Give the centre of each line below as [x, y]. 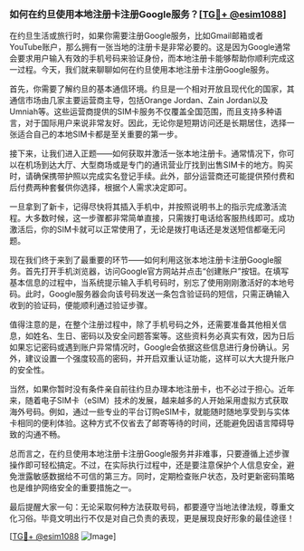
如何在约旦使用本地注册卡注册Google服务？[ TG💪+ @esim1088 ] [148, 14]
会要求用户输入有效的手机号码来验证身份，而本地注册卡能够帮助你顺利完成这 [152, 58]
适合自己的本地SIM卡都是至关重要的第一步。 [100, 134]
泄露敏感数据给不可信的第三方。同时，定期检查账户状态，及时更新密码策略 [156, 477]
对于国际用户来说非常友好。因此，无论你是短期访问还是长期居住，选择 [156, 123]
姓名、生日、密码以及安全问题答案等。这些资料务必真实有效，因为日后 [164, 336]
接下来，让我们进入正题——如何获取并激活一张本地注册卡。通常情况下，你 [148, 154]
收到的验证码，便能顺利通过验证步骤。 [81, 305]
